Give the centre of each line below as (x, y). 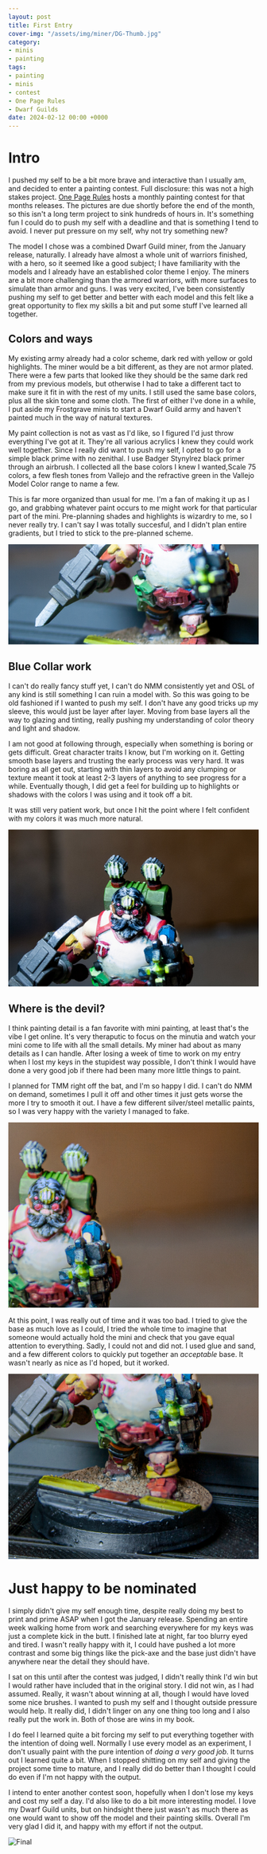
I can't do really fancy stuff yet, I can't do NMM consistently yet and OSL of (132, 686)
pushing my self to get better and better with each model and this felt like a (131, 297)
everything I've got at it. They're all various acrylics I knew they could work (131, 441)
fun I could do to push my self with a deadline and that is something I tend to (133, 222)
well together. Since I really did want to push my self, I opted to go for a (125, 449)
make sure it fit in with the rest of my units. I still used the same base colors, (132, 392)
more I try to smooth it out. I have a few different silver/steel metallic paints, (132, 1103)
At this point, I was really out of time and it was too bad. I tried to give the (128, 1320)
